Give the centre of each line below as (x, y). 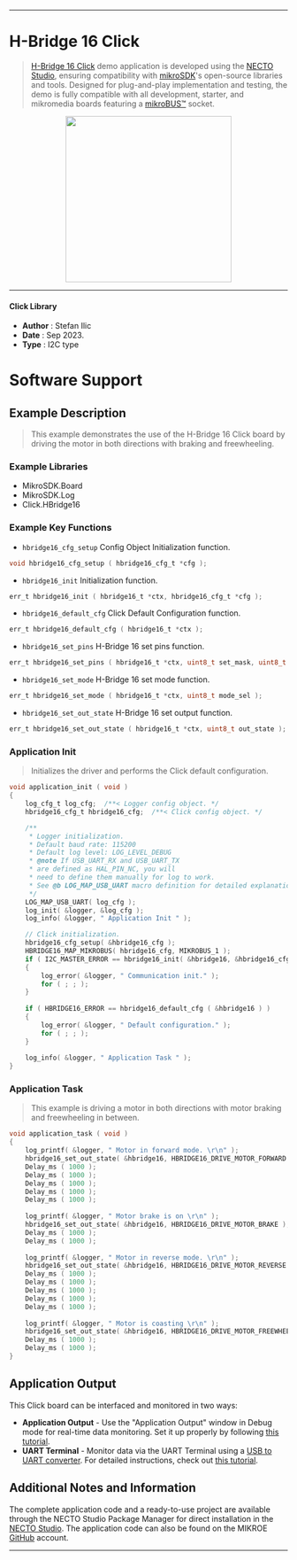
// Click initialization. (73, 935)
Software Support (76, 380)
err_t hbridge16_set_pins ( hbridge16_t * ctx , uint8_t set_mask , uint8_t (148, 663)
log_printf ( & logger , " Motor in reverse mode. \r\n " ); (132, 1257)
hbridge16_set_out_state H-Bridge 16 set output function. (127, 713)
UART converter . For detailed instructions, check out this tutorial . (140, 1460)
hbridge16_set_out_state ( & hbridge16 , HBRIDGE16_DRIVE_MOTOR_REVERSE (156, 1266)
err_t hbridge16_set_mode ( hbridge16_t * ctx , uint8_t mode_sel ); (136, 696)
